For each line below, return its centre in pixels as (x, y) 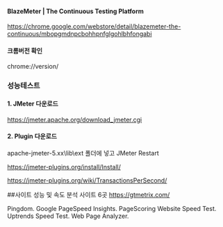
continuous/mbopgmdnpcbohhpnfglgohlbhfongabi (80, 34)
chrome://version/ (33, 67)
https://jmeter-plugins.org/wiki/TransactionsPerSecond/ (87, 180)
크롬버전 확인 (25, 51)
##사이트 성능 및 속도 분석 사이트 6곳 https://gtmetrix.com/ (89, 194)
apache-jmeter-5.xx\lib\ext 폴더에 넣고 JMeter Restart (83, 153)
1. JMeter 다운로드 (33, 103)
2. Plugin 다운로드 (32, 136)
